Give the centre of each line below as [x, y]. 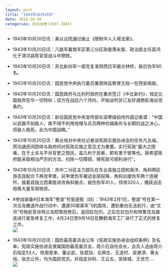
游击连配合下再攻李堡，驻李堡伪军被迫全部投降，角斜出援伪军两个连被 [85, 176]
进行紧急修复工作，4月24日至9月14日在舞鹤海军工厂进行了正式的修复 [89, 218]
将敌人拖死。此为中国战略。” [41, 130]
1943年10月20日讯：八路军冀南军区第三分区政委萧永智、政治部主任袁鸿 [87, 49]
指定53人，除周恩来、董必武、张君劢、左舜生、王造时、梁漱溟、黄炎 [88, 253]
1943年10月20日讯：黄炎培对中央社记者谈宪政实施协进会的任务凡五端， [87, 141]
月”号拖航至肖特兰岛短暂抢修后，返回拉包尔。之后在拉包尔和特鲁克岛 [84, 212]
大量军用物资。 [37, 189]
